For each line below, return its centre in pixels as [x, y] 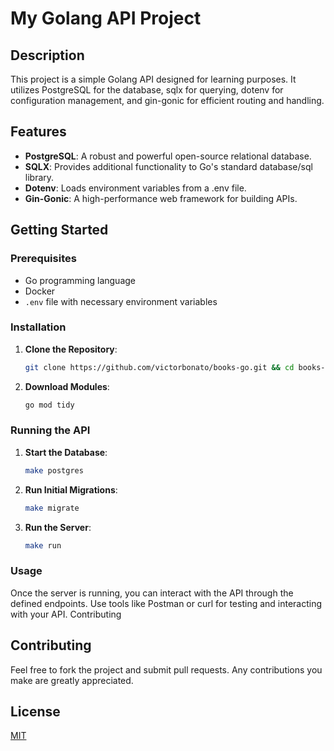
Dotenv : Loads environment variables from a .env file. [135, 188]
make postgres [54, 470]
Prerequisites [43, 259]
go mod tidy [49, 405]
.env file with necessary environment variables [121, 301]
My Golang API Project [106, 18]
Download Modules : [67, 386]
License [35, 711]
